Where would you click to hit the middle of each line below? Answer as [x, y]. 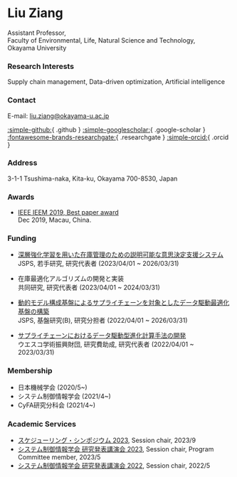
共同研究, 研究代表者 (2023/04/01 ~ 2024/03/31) [89, 288]
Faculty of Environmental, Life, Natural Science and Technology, [101, 40]
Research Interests [41, 66]
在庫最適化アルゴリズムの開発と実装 [71, 279]
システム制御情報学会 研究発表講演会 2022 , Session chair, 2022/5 [114, 466]
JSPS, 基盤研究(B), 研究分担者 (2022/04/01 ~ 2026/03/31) [102, 321]
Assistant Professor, [37, 33]
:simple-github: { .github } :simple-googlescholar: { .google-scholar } [107, 129]
